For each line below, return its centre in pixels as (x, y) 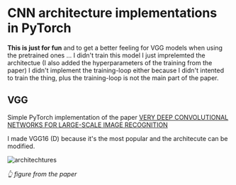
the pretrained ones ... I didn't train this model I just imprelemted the (106, 55)
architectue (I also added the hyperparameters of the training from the (110, 62)
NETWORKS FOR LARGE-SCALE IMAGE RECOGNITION (88, 125)
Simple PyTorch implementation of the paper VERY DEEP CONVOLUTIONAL (118, 117)
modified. (21, 146)
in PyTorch (40, 28)
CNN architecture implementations (112, 13)
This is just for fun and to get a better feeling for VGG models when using (115, 47)
